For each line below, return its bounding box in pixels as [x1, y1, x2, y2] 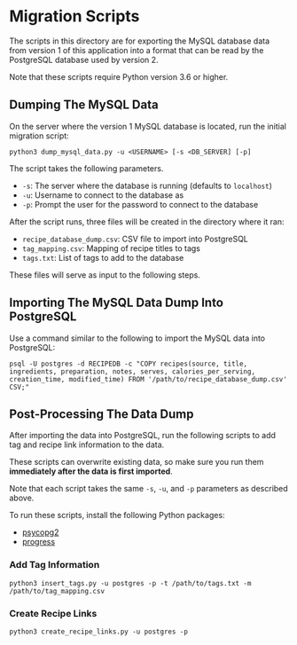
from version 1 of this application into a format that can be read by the [9, 44, 264, 55]
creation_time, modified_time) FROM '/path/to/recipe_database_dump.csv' [9, 374, 288, 383]
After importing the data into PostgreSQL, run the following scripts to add [9, 430, 277, 441]
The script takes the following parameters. [9, 162, 164, 174]
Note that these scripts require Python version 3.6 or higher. [9, 71, 229, 82]
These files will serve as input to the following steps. [9, 269, 201, 280]
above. [9, 492, 35, 503]
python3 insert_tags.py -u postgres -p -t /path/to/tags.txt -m [9, 578, 252, 587]
